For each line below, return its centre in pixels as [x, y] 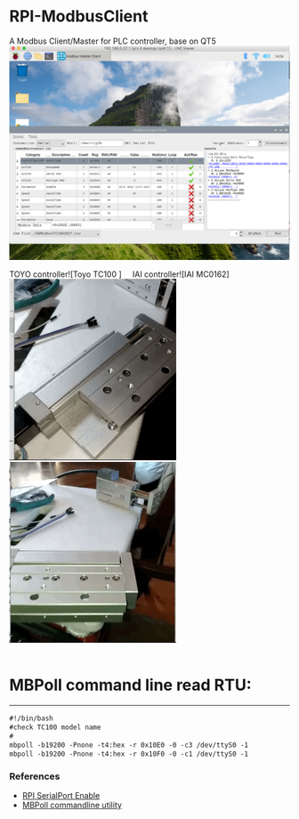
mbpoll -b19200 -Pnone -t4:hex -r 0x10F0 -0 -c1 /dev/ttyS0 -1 [129, 754]
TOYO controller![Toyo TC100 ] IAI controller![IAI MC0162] [119, 274]
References [35, 776]
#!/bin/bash [31, 718]
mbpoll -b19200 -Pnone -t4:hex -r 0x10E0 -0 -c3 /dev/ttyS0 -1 [129, 745]
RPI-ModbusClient [79, 16]
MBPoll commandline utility [72, 805]
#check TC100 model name [55, 727]
